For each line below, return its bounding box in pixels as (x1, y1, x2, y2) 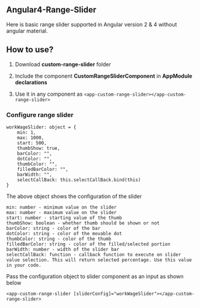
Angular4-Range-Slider (6, 5, 97, 15)
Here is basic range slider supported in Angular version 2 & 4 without (6, 20, 177, 28)
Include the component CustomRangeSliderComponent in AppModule (14, 72, 193, 79)
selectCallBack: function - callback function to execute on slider (6, 251, 181, 257)
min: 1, (17, 129, 36, 135)
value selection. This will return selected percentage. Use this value (6, 257, 192, 263)
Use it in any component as (14, 90, 83, 97)
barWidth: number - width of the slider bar (6, 246, 120, 252)
